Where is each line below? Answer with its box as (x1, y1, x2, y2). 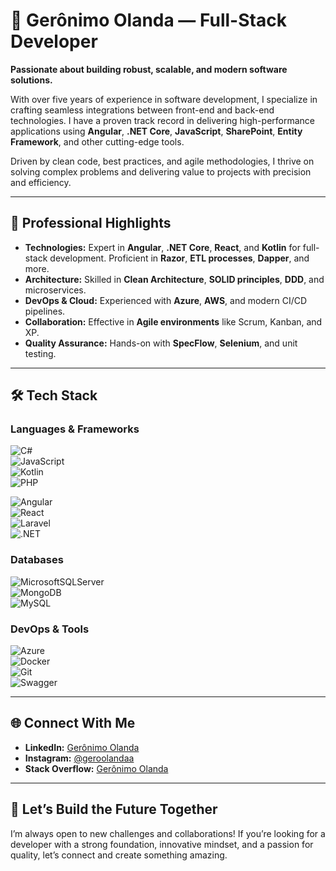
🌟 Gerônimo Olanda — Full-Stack (10, 9, 287, 32)
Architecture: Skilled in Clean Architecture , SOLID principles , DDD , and (24, 273, 325, 285)
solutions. (10, 74, 53, 86)
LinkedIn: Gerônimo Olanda (24, 741, 140, 753)
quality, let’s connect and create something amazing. (10, 849, 228, 861)
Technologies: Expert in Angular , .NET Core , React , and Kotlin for (24, 241, 301, 253)
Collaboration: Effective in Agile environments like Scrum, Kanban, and (24, 315, 323, 328)
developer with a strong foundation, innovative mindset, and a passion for (10, 838, 314, 850)
